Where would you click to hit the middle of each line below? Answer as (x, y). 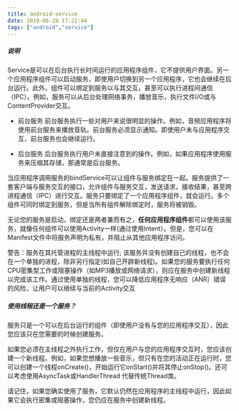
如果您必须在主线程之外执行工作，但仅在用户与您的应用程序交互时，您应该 (116, 349)
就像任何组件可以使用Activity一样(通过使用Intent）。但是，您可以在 (117, 229)
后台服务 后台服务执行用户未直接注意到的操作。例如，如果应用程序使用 (121, 154)
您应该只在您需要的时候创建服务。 (57, 334)
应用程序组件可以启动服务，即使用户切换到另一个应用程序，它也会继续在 (119, 79)
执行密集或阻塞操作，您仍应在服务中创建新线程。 (97, 400)
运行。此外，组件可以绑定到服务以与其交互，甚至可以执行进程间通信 (113, 88)
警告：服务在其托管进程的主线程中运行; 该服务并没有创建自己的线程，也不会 (118, 253)
